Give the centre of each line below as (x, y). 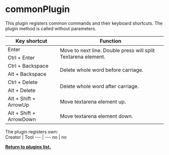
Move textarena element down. (96, 116)
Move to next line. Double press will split (107, 50)
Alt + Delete (22, 90)
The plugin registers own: (32, 131)
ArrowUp (18, 105)
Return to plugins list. (28, 146)
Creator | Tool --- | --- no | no (36, 137)
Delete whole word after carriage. (99, 86)
